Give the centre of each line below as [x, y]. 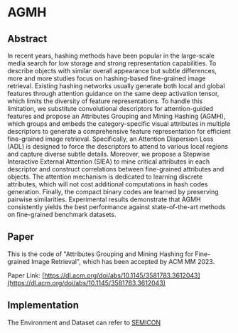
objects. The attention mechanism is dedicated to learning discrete [105, 176]
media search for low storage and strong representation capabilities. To [112, 63]
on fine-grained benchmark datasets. [62, 215]
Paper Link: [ [26, 275]
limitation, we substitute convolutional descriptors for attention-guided [110, 109]
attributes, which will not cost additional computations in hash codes [108, 184]
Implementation [43, 306]
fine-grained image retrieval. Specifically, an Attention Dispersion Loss [110, 139]
